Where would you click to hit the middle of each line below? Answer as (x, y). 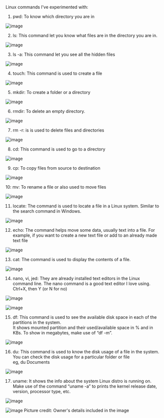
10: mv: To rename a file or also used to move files (56, 187)
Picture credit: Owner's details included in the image (77, 410)
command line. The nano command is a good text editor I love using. (82, 284)
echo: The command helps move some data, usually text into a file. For (84, 230)
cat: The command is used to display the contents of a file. (72, 259)
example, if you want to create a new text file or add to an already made (85, 235)
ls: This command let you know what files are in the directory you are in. (85, 35)
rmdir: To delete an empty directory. (49, 111)
